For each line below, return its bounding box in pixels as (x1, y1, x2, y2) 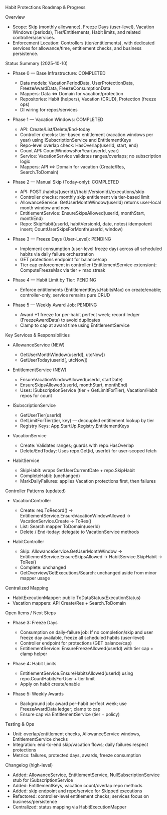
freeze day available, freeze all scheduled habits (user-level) (20, 635, 145, 641)
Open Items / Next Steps (5, 610, 56, 616)
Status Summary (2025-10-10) (5, 61, 68, 66)
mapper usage (20, 575, 50, 581)
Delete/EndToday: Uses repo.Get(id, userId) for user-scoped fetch (20, 448, 157, 453)
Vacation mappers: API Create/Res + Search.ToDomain (12, 600, 126, 606)
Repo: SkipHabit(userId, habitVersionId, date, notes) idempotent (20, 221, 152, 226)
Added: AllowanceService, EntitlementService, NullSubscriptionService (12, 772, 160, 778)
